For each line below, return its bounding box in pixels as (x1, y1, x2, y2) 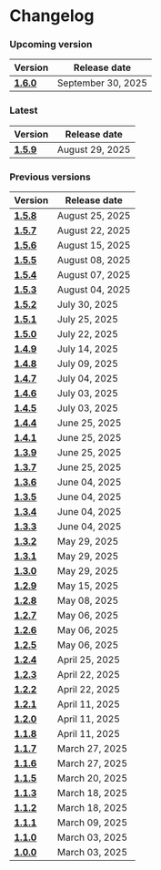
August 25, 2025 (57, 210, 131, 222)
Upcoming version (9, 38, 93, 51)
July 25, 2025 (57, 313, 118, 326)
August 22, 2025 (57, 224, 131, 237)
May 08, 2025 (57, 594, 119, 607)
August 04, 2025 (57, 283, 131, 296)
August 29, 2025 (57, 143, 131, 156)
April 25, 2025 (57, 653, 120, 666)
